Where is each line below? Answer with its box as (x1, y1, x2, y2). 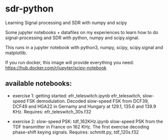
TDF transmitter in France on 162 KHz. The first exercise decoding (12, 123, 149, 129)
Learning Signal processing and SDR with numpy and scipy (5, 20, 127, 26)
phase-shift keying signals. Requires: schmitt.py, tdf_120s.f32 (12, 129, 139, 135)
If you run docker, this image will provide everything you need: (5, 59, 134, 65)
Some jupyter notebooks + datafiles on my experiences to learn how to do (5, 29, 158, 35)
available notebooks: (5, 79, 72, 88)
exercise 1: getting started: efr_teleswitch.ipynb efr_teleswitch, (12, 92, 141, 98)
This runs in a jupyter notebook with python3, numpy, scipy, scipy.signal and (5, 44, 163, 50)
